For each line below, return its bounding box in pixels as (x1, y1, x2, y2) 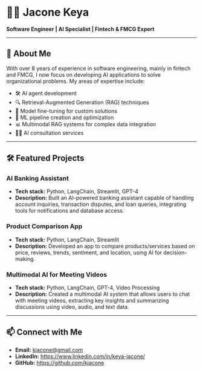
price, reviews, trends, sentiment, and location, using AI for (14, 249, 162, 256)
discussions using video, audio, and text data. (14, 303, 129, 310)
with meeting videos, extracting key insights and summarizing (14, 297, 169, 304)
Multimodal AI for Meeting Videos (6, 270, 108, 278)
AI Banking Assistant (6, 175, 69, 183)
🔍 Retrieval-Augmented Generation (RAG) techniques (14, 98, 149, 106)
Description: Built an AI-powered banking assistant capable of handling (14, 194, 195, 202)
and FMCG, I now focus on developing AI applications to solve (6, 71, 161, 78)
